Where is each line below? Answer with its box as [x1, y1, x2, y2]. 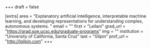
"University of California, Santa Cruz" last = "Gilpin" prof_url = [5, 33, 129, 39]
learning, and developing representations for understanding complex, [5, 19, 144, 24]
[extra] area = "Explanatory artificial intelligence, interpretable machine [5, 13, 147, 19]
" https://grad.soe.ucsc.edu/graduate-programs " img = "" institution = [5, 29, 144, 34]
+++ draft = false [5, 4, 39, 10]
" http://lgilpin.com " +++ [5, 39, 53, 44]
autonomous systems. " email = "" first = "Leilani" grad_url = [5, 23, 126, 29]
